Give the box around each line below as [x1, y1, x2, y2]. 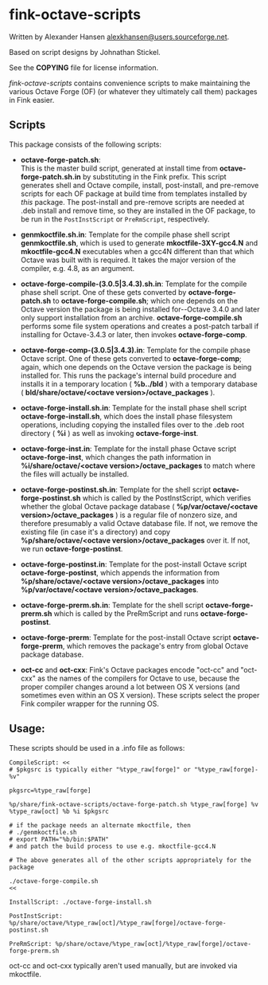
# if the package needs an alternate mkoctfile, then [9, 821, 192, 830]
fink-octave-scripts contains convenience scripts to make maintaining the [9, 78, 251, 88]
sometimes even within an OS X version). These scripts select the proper [20, 690, 260, 700]
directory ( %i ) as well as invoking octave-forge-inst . [20, 428, 199, 438]
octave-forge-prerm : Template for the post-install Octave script [20, 632, 231, 642]
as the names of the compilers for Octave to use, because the [37, 673, 240, 683]
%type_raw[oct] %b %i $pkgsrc [9, 807, 110, 815]
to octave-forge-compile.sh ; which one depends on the [52, 296, 238, 305]
